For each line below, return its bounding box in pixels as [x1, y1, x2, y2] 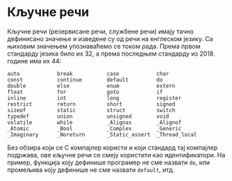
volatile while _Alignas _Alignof [7, 119, 182, 126]
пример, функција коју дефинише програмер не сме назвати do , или [7, 158, 210, 166]
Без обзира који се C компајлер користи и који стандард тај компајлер [7, 143, 218, 152]
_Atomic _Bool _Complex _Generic [7, 125, 182, 132]
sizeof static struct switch [7, 107, 176, 113]
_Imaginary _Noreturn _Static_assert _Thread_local [7, 131, 197, 138]
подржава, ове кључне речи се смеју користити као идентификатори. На [7, 150, 226, 159]
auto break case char [7, 70, 169, 77]
